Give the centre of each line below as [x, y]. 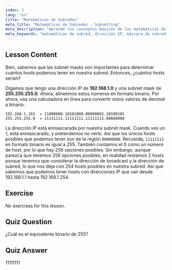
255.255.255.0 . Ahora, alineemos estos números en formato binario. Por [82, 94]
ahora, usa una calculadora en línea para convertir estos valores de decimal [85, 99]
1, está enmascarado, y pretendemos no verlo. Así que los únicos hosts [80, 133]
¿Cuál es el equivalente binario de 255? [47, 234]
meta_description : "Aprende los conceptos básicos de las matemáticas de [86, 29]
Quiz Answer [26, 250]
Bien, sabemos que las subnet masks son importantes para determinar [80, 67]
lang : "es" [17, 15]
